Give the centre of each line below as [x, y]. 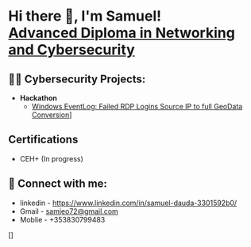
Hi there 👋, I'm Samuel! [85, 16]
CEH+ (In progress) [51, 158]
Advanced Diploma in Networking [122, 33]
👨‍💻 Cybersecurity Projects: [77, 79]
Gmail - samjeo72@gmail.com [69, 211]
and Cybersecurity [71, 50]
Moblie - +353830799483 [62, 219]
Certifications [43, 140]
